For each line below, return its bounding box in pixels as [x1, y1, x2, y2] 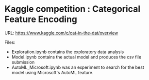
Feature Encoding [4, 14, 77, 25]
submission [11, 59, 35, 65]
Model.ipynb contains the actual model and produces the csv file [11, 54, 142, 60]
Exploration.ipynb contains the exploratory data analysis [11, 49, 124, 55]
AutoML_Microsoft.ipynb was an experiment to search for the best [11, 64, 144, 70]
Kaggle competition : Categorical [4, 3, 141, 15]
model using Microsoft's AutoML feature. [11, 69, 94, 75]
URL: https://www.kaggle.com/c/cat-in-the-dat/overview [4, 30, 118, 36]
